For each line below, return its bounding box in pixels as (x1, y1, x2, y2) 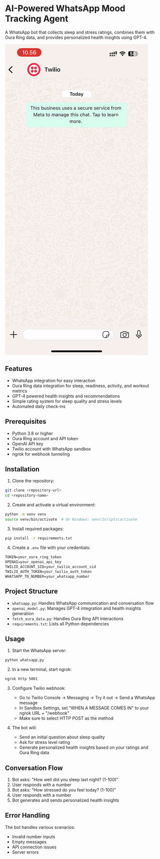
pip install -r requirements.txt (5, 535, 73, 541)
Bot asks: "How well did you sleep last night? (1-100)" (12, 776, 118, 782)
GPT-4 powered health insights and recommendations (12, 393, 120, 399)
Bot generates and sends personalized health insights (12, 797, 119, 803)
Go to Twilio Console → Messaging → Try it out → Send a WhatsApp (19, 695, 156, 701)
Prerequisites (5, 417, 46, 426)
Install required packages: (12, 526, 64, 532)
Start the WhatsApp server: (12, 648, 67, 653)
